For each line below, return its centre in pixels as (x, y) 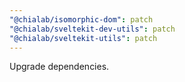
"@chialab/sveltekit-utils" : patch (83, 38)
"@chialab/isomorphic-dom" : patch (81, 19)
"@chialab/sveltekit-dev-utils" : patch (92, 29)
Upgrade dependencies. (59, 67)
